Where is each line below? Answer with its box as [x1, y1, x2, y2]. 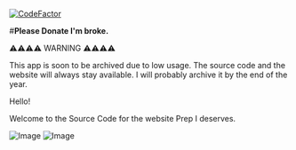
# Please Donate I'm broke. [9, 26, 109, 36]
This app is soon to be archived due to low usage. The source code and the [9, 60, 286, 70]
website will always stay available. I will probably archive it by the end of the [9, 69, 288, 80]
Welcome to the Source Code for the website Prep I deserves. [9, 114, 236, 123]
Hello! [9, 96, 31, 107]
